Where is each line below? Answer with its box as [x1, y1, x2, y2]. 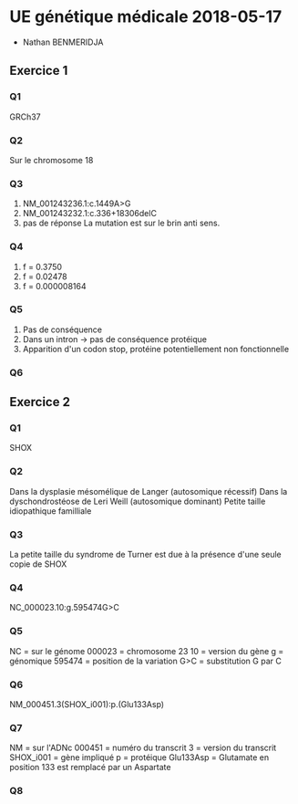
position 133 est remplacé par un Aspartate [9, 762, 171, 773]
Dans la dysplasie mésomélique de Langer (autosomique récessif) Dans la [9, 486, 288, 496]
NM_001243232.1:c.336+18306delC [22, 208, 158, 219]
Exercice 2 [9, 394, 71, 410]
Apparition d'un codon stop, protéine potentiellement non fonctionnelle [22, 343, 290, 354]
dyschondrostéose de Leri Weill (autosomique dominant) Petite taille [9, 496, 266, 506]
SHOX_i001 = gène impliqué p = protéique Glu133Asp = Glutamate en [9, 752, 270, 763]
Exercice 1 [9, 63, 68, 78]
